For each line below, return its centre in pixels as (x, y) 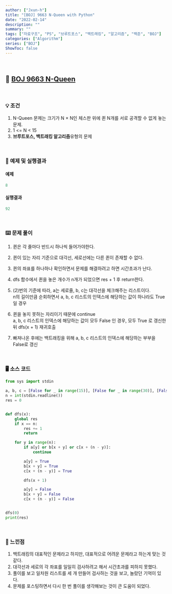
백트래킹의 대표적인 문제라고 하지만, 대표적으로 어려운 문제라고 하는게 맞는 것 (89, 554)
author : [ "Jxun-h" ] (26, 10)
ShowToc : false (21, 48)
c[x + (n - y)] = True (48, 471)
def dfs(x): (18, 414)
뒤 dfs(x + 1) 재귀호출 (34, 327)
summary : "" (18, 29)
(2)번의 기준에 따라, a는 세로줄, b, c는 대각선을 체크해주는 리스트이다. (82, 291)
